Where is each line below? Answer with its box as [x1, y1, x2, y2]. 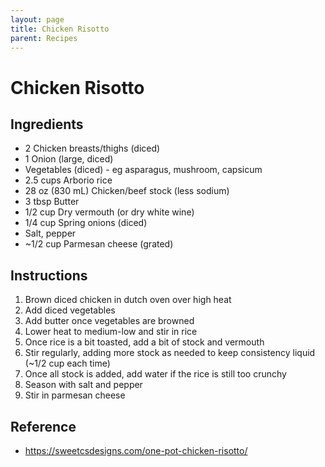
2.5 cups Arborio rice [24, 174, 113, 186]
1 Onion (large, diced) [24, 153, 114, 165]
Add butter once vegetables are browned [24, 315, 195, 327]
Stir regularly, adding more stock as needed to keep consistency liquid [24, 347, 316, 359]
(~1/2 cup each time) [24, 357, 111, 370]
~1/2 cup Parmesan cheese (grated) [24, 238, 174, 250]
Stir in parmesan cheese [24, 389, 126, 401]
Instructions [10, 267, 88, 284]
